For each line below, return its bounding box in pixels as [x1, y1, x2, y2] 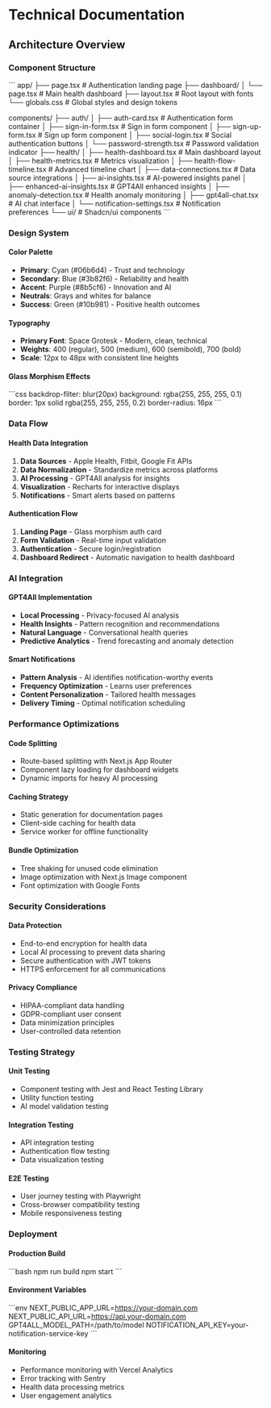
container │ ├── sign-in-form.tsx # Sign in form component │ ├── [8, 121, 231, 131]
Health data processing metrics [19, 1381, 125, 1392]
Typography [8, 318, 51, 327]
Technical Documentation [8, 6, 186, 24]
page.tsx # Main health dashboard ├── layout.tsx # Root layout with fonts [8, 89, 254, 98]
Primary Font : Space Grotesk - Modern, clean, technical [19, 336, 207, 346]
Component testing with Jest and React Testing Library [19, 1085, 204, 1094]
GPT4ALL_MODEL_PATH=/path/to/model [8, 1320, 144, 1330]
